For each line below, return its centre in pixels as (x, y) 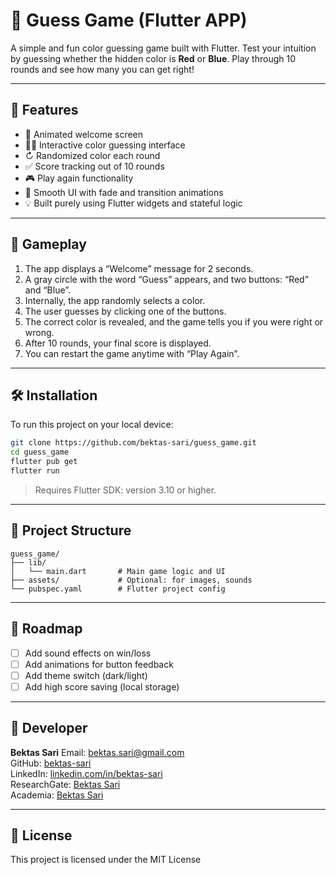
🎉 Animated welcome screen (84, 134)
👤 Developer (49, 728)
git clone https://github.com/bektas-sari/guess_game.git (133, 443)
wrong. (39, 332)
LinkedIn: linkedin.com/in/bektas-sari (86, 773)
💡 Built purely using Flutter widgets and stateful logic (133, 203)
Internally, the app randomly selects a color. (115, 300)
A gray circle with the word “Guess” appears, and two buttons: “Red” (166, 279)
